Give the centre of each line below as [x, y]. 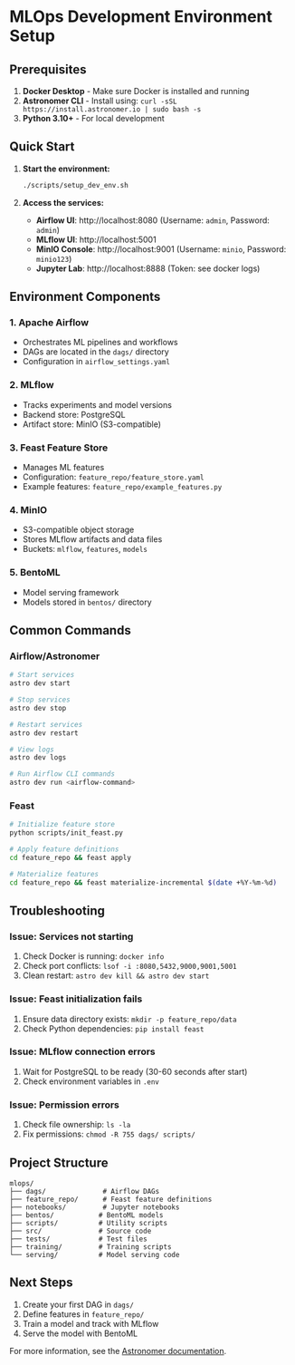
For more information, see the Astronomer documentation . [118, 1350]
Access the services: [63, 202]
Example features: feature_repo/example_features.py [122, 486]
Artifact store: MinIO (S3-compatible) [91, 424]
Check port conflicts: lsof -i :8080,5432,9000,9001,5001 [129, 966]
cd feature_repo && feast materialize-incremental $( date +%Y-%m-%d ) [143, 882]
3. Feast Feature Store [59, 448]
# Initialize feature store [62, 825]
